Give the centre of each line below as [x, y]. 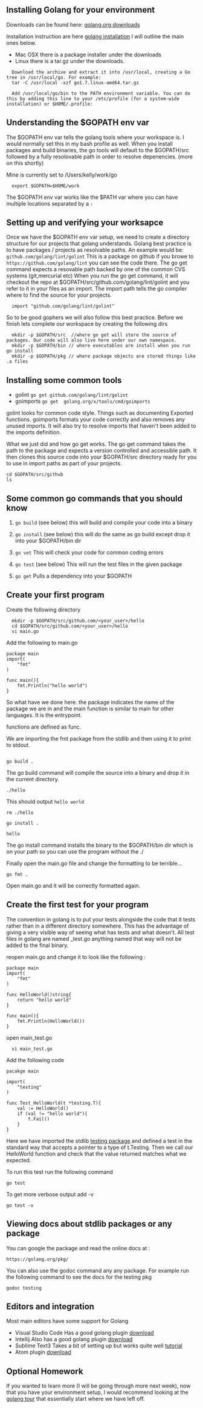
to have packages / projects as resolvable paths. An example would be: [95, 250]
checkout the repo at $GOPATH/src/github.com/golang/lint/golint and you [98, 282]
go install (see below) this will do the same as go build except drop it [102, 534]
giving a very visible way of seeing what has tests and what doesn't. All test [100, 932]
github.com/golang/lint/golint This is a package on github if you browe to [100, 257]
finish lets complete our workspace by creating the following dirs [87, 324]
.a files [17, 362]
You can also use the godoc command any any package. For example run [98, 1270]
